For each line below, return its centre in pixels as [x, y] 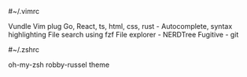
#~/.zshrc [24, 49]
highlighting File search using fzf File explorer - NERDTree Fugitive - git [124, 35]
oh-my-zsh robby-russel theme [59, 65]
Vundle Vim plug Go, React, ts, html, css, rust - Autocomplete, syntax [120, 26]
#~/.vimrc [24, 11]
